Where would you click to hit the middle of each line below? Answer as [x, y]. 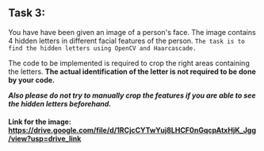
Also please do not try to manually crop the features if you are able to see [132, 95]
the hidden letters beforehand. [60, 103]
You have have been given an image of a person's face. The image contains [132, 32]
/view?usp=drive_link [45, 139]
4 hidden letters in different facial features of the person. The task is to [127, 41]
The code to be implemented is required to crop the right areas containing [129, 63]
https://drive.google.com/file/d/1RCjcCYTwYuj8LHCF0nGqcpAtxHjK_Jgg [132, 130]
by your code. [32, 79]
